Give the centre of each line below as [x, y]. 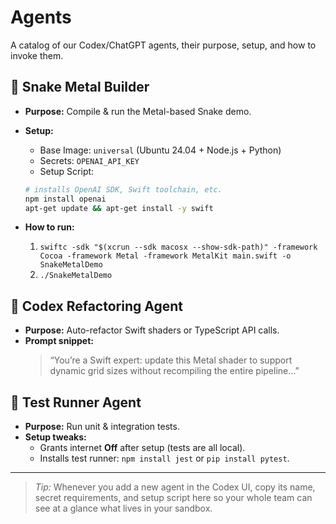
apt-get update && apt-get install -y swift [119, 208]
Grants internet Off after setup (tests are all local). [142, 447]
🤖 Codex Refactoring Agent [96, 306]
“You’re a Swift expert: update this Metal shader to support [171, 360]
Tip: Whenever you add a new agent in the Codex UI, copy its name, [175, 487]
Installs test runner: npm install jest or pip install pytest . [164, 458]
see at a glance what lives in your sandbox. [123, 508]
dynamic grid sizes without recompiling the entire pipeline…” [174, 371]
